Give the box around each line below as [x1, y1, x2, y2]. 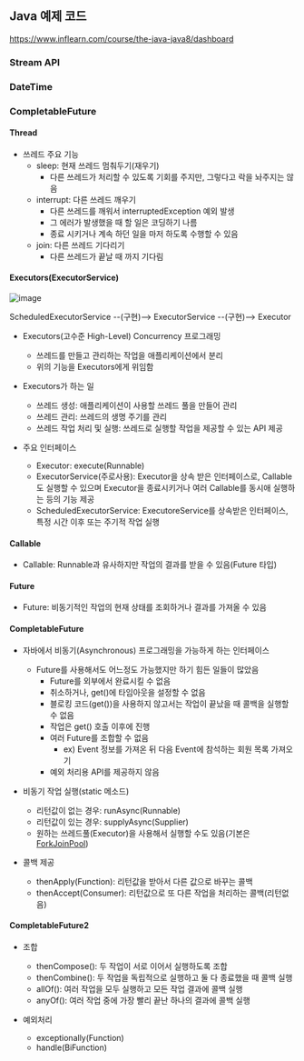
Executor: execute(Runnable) [35, 460, 145, 471]
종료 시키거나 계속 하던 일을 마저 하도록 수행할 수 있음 [49, 228, 239, 239]
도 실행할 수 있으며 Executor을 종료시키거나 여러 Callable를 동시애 [35, 482, 271, 493]
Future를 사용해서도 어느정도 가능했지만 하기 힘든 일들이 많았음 [35, 664, 260, 675]
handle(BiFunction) [35, 1042, 107, 1053]
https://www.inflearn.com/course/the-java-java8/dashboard [9, 33, 234, 44]
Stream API [9, 55, 61, 68]
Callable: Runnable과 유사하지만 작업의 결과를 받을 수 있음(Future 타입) [22, 559, 278, 570]
